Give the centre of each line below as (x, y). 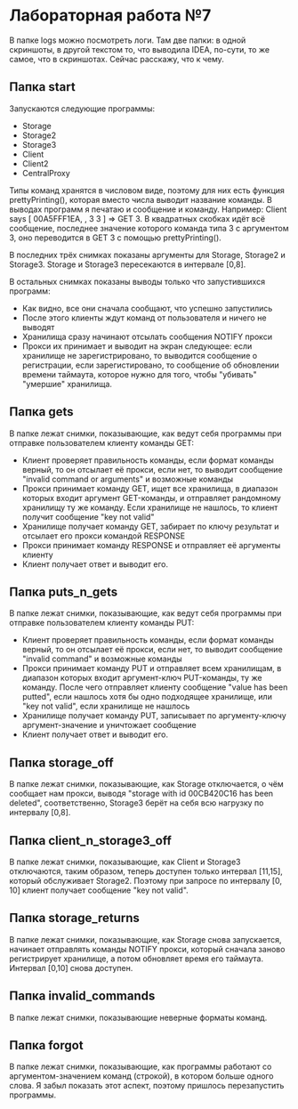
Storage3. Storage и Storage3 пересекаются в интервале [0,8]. (128, 264)
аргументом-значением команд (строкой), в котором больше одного (141, 1076)
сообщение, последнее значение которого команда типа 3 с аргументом (149, 228)
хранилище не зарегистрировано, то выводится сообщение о (140, 355)
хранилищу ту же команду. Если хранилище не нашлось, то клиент (150, 507)
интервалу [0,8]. (40, 813)
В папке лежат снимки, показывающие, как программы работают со (141, 1067)
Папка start (42, 87)
